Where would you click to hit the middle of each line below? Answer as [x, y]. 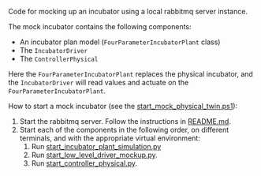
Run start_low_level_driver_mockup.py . [94, 155]
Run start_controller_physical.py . [84, 163]
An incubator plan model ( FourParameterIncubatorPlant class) [120, 42]
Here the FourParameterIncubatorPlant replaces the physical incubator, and [131, 74]
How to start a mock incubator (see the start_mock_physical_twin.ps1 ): [123, 106]
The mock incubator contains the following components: [100, 26]
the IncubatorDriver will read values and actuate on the [99, 82]
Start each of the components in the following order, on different [124, 130]
